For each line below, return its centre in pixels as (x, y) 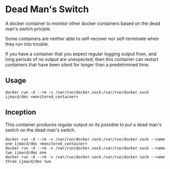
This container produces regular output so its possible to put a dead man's (83, 124)
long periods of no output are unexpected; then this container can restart (82, 59)
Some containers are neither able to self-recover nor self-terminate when (82, 39)
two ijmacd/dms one (26, 153)
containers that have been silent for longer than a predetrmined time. (78, 64)
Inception (21, 112)
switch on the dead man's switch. (40, 130)
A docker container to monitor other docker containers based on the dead (83, 23)
